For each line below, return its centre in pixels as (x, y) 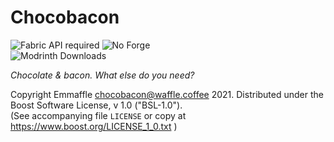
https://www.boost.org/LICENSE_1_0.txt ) (94, 126)
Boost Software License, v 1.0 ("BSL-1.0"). (96, 105)
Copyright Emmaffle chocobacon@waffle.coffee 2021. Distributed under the (167, 94)
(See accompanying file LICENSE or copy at (98, 115)
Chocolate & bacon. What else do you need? (102, 75)
